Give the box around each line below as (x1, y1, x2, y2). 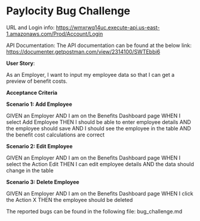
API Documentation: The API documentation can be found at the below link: (6, 42, 192, 49)
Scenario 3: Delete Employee (6, 178, 79, 185)
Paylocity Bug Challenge (6, 4, 131, 18)
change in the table (6, 167, 54, 174)
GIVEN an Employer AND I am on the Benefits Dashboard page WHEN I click (6, 189, 193, 197)
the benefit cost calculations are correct (6, 131, 105, 138)
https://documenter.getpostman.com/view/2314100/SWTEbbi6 (6, 48, 161, 55)
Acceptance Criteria (6, 89, 58, 96)
